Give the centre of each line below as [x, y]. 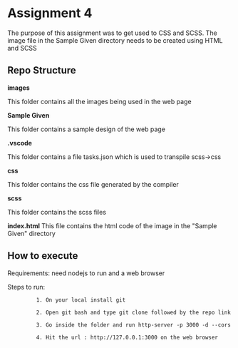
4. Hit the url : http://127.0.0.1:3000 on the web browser [127, 337]
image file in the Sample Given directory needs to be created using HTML [115, 40]
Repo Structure [42, 70]
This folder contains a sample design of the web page [87, 129]
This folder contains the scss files [57, 212]
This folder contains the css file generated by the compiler [93, 184]
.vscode [20, 143]
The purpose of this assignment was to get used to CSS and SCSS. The [112, 33]
